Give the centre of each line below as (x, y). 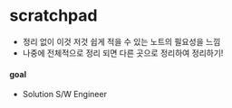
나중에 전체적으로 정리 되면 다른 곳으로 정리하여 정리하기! (123, 53)
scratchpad (53, 16)
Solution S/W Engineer (64, 94)
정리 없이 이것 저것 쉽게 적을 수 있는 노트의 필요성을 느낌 (121, 41)
